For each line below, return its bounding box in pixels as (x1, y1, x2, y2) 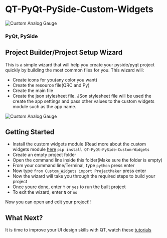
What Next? (5, 213, 43, 222)
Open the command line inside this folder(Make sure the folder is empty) (12, 157, 163, 163)
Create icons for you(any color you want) (12, 76, 98, 83)
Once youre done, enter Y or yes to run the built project (12, 184, 126, 190)
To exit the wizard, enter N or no (12, 189, 78, 195)
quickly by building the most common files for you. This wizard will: (5, 67, 144, 73)
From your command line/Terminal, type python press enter (12, 163, 135, 169)
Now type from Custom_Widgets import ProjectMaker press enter (12, 168, 146, 174)
